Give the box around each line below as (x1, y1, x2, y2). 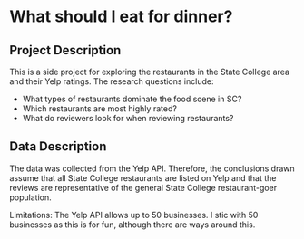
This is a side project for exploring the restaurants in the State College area (9, 66, 290, 77)
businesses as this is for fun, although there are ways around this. (9, 219, 256, 230)
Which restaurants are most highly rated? (22, 103, 177, 114)
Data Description (9, 139, 107, 155)
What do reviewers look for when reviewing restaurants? (22, 113, 234, 123)
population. (9, 192, 52, 203)
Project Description (9, 43, 122, 58)
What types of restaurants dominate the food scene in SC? (22, 93, 242, 104)
